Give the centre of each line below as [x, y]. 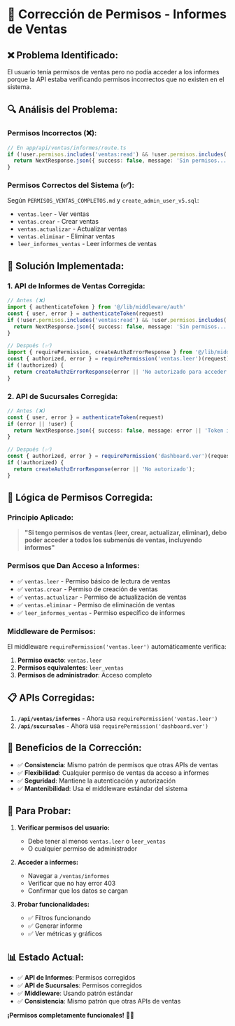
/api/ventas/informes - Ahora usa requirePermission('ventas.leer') [117, 718]
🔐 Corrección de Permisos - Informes [117, 14]
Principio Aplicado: [41, 518]
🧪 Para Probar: [39, 811]
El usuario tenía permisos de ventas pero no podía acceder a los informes [113, 72]
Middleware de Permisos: [51, 631]
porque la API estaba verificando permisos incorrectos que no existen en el [116, 79]
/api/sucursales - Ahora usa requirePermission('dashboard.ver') [113, 726]
